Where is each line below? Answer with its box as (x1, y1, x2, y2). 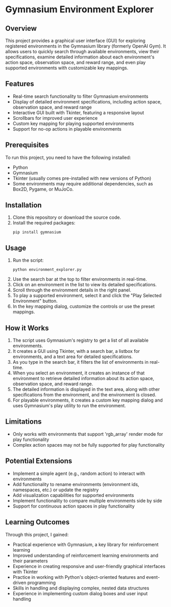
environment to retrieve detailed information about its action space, (12, 375, 155, 382)
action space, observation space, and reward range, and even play (5, 59, 146, 65)
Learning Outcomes (5, 518, 70, 527)
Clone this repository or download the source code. (12, 214, 121, 221)
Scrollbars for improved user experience (12, 115, 98, 121)
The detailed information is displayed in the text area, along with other (12, 386, 160, 392)
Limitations (5, 417, 42, 426)
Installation (5, 201, 42, 210)
